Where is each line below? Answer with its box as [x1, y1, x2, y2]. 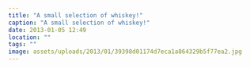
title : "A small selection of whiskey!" [8, 11, 144, 20]
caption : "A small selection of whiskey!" [8, 19, 150, 27]
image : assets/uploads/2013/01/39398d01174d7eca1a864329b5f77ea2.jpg [8, 48, 243, 55]
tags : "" [8, 41, 37, 48]
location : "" [8, 33, 51, 41]
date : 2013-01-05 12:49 [8, 26, 87, 34]
